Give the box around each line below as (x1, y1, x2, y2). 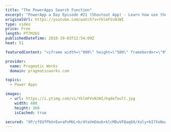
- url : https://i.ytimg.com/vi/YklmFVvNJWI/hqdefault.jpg (10, 96, 136, 101)
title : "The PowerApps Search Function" (5, 7, 93, 13)
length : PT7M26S (5, 31, 40, 36)
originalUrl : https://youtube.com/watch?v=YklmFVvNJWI (5, 17, 124, 22)
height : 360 (14, 105, 40, 111)
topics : (5, 77, 22, 83)
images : (5, 91, 22, 96)
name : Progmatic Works (10, 63, 58, 69)
